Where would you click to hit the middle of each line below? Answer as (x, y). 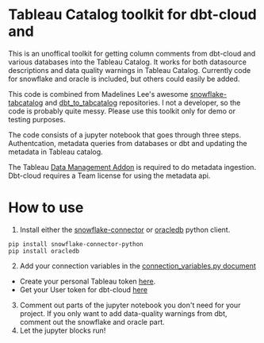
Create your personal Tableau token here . (88, 281)
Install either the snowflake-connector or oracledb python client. (125, 229)
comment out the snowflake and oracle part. (92, 322)
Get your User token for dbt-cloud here (84, 289)
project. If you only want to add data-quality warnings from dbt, (123, 313)
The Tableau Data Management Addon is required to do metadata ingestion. (132, 167)
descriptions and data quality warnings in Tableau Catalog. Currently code (130, 70)
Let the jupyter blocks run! (63, 330)
